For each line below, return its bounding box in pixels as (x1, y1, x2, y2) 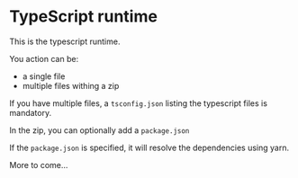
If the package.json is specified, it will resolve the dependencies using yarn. (9, 142, 290, 153)
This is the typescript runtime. (9, 36, 121, 47)
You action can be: (9, 53, 79, 64)
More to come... (9, 159, 68, 170)
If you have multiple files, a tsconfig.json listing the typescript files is (9, 97, 268, 109)
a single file (22, 70, 66, 82)
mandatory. (9, 107, 52, 118)
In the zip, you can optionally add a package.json (9, 124, 190, 136)
